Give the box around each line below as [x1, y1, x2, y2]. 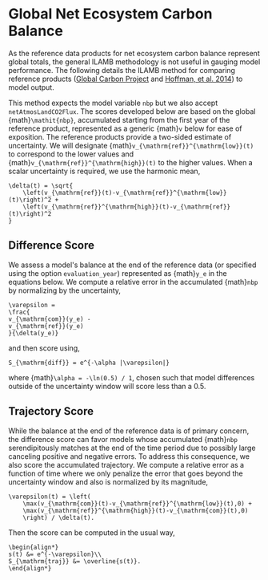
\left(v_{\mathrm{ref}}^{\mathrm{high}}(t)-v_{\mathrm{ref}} [22, 202, 230, 211]
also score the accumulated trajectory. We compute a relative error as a [8, 460, 245, 469]
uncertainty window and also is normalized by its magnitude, [8, 477, 209, 486]
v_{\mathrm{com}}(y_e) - [8, 314, 91, 323]
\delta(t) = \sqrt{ [8, 181, 74, 189]
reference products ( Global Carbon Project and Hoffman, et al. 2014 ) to [8, 74, 243, 83]
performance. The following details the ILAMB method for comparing [8, 65, 236, 75]
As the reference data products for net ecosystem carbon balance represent [8, 48, 260, 58]
